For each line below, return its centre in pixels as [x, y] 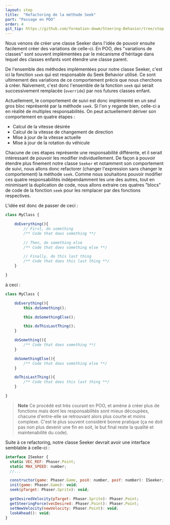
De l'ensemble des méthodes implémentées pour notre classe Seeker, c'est [84, 69]
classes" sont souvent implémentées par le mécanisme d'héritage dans [80, 54]
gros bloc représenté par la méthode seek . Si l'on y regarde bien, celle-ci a [83, 106]
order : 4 [14, 24]
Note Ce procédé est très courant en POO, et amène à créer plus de [89, 405]
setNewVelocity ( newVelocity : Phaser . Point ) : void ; [64, 508]
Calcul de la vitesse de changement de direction [63, 132]
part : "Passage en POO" [30, 19]
